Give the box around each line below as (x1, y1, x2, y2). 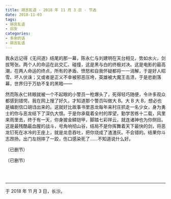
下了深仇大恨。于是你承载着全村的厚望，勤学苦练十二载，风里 (36, 110, 166, 116)
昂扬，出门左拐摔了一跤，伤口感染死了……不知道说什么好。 (9, 136, 134, 142)
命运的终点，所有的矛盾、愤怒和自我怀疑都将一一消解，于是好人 (27, 68, 161, 74)
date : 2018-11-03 (5, 12, 42, 17)
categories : (5, 31, 31, 36)
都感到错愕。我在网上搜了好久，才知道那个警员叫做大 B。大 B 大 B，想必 (5, 97, 158, 104)
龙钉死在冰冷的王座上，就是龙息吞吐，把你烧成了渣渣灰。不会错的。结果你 (5, 129, 161, 135)
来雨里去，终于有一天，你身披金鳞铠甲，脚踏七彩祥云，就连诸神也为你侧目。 (5, 116, 166, 122)
